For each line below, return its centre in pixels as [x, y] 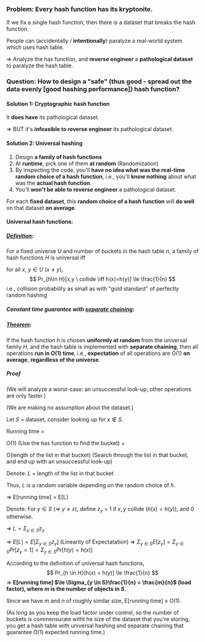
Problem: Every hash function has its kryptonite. [80, 9]
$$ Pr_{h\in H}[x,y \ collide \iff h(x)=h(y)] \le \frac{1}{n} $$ [103, 279]
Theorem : [19, 325]
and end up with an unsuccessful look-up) [59, 461]
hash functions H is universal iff [46, 258]
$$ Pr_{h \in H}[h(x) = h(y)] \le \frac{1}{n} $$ [103, 573]
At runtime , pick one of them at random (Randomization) [87, 163]
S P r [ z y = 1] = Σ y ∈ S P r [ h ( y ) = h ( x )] [50, 551]
